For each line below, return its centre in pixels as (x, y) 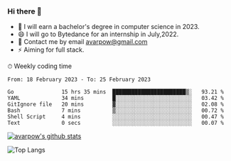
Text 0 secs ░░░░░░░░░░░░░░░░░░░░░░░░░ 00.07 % (116, 123)
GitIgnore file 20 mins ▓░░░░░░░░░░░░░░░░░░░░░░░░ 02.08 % (116, 105)
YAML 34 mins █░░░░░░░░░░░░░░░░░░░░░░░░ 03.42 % (116, 99)
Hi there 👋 (25, 11)
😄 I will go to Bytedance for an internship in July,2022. (98, 34)
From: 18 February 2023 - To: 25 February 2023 (79, 80)
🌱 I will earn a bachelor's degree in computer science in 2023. (109, 27)
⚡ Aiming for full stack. (51, 50)
